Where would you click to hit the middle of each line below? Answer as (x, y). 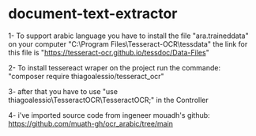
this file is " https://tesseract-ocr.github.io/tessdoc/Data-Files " (109, 52)
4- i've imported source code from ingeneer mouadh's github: (109, 115)
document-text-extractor (93, 14)
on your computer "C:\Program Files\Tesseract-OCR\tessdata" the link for (128, 43)
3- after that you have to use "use (63, 91)
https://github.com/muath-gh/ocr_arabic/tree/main (91, 123)
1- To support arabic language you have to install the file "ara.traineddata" (128, 36)
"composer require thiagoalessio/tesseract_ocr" (86, 76)
